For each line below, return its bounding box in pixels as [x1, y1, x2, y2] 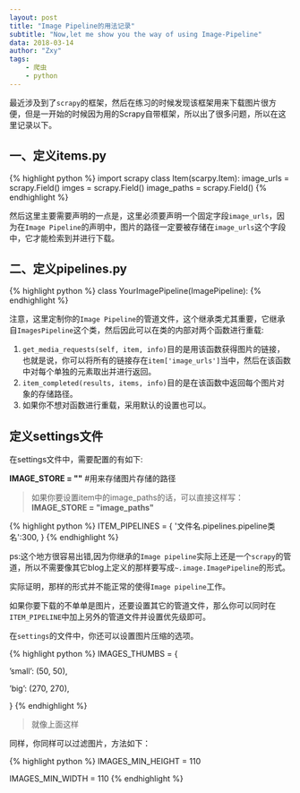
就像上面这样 [30, 719, 79, 730]
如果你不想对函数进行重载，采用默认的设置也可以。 [21, 400, 211, 410]
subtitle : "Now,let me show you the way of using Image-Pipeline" [9, 30, 262, 39]
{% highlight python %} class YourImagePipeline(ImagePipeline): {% [9, 286, 261, 297]
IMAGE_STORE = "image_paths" [30, 503, 155, 513]
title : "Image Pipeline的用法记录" [9, 22, 136, 30]
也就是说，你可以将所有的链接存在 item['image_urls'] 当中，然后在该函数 [21, 355, 291, 366]
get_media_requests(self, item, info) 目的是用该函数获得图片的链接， [21, 344, 285, 355]
